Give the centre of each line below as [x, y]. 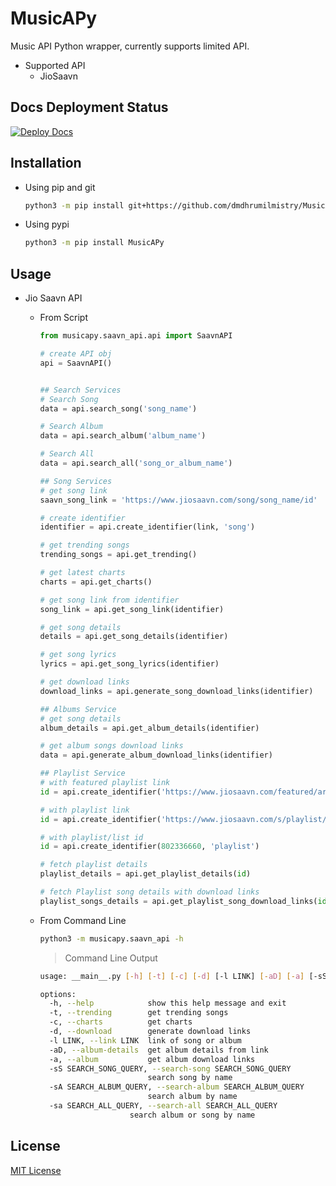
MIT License [36, 1170]
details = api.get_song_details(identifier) [134, 637]
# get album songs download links [111, 746]
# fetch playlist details [93, 865]
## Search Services [80, 390]
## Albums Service [78, 709]
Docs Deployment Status [89, 107]
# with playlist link [84, 810]
